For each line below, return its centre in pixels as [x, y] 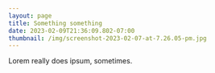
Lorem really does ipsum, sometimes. [70, 61]
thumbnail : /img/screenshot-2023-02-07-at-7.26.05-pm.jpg [107, 38]
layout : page [30, 16]
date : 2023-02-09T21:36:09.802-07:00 [72, 30]
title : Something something [56, 23]
